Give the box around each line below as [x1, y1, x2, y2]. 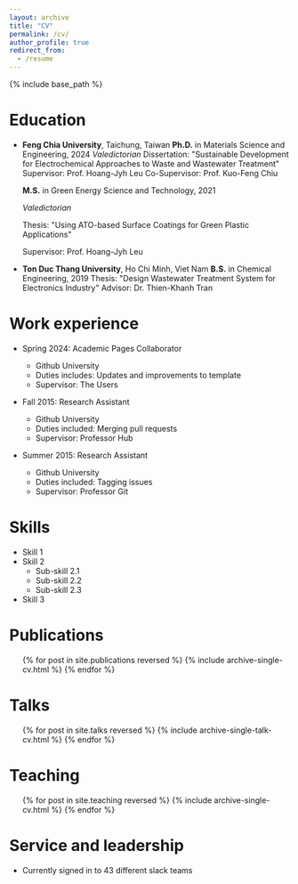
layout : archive [9, 12, 69, 22]
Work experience [9, 313, 140, 334]
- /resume [17, 54, 53, 63]
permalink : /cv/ [9, 29, 69, 38]
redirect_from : [9, 46, 66, 55]
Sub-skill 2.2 [35, 575, 83, 586]
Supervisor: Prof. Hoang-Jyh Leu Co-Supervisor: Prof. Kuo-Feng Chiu [21, 167, 278, 178]
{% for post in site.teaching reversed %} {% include [21, 794, 213, 806]
